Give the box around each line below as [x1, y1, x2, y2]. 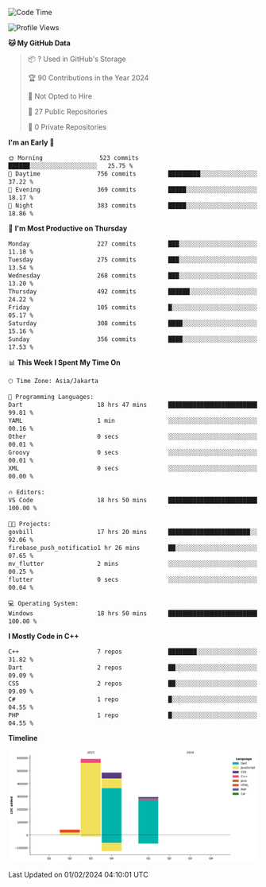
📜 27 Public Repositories [27, 107, 108, 116]
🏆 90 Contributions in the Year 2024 [27, 73, 149, 83]
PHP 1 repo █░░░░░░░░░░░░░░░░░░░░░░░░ [8, 711, 258, 719]
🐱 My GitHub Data [8, 38, 71, 48]
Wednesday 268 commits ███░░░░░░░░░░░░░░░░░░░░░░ [8, 272, 258, 280]
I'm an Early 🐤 [8, 138, 55, 147]
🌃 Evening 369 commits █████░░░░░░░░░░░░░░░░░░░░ [8, 186, 258, 194]
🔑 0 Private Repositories [27, 122, 107, 131]
